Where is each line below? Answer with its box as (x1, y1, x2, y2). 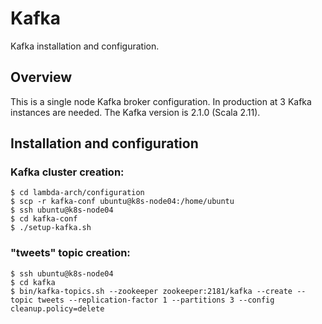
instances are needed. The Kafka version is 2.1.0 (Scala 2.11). (10, 106, 261, 118)
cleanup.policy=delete (10, 303, 105, 314)
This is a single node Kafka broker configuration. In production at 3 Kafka (10, 95, 312, 107)
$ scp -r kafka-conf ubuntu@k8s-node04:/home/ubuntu (10, 197, 235, 207)
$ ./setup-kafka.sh (10, 223, 92, 233)
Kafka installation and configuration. (10, 40, 160, 52)
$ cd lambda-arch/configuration (10, 188, 145, 198)
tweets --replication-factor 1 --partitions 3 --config (36, 295, 275, 305)
